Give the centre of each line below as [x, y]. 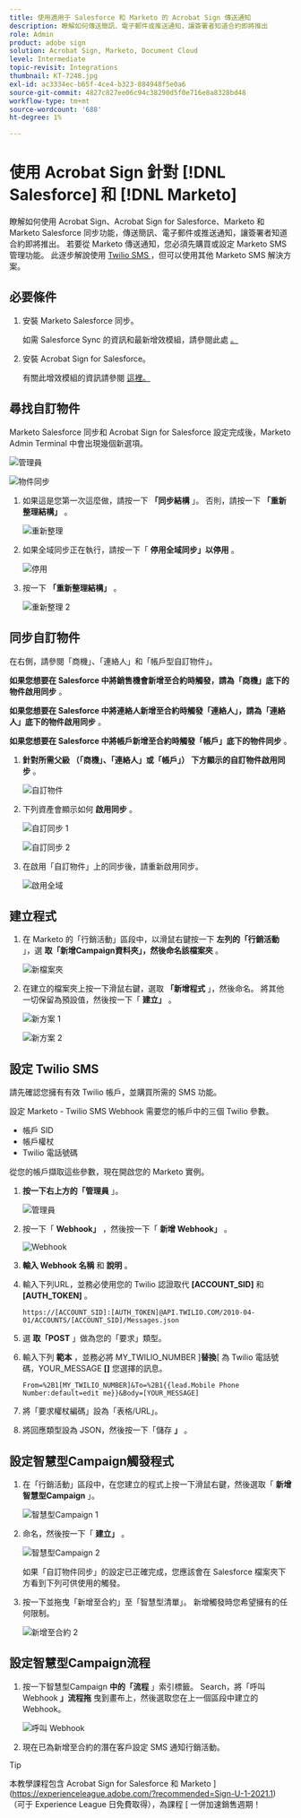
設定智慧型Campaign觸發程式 [92, 1461]
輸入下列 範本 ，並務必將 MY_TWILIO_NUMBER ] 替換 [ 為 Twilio [138, 1357]
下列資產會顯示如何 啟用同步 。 [79, 809]
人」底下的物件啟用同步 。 [57, 722]
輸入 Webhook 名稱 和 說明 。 [77, 1266]
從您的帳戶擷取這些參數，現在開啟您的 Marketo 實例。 [109, 1172]
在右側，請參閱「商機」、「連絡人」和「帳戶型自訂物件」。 [113, 661]
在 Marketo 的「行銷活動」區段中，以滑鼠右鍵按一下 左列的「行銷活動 [150, 939]
